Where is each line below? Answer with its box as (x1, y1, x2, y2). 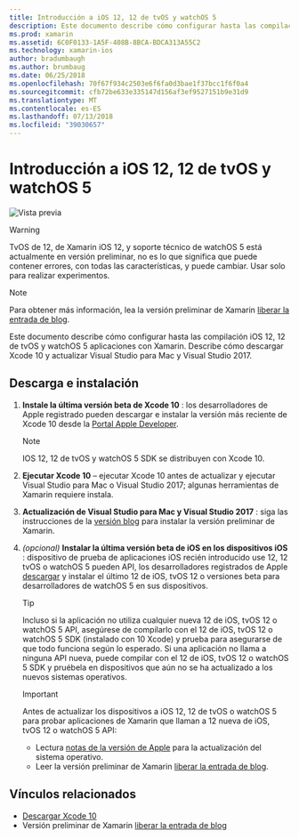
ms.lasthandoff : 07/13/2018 (9, 112, 114, 121)
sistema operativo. (35, 751, 104, 762)
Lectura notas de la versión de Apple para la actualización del (35, 742, 263, 753)
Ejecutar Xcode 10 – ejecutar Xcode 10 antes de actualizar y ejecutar (21, 470, 276, 480)
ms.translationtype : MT (9, 95, 98, 105)
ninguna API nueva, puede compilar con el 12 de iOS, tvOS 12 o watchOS (21, 652, 289, 663)
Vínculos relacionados (9, 787, 136, 802)
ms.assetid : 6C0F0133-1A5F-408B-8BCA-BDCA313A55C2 (9, 37, 201, 47)
